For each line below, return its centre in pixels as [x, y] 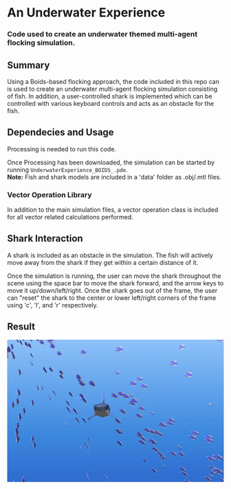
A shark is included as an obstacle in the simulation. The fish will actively [110, 255]
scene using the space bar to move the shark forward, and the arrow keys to [115, 283]
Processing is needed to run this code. [62, 149]
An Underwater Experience [86, 13]
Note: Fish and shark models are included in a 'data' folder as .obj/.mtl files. [114, 177]
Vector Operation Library [49, 195]
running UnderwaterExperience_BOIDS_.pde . [68, 169]
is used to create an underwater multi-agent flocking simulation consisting [112, 89]
